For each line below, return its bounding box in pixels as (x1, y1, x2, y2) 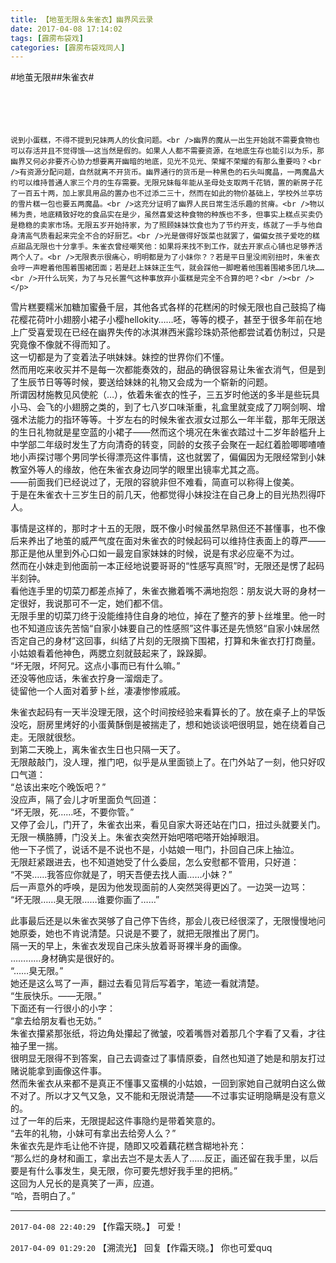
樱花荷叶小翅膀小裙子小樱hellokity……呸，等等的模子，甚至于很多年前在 (18, 314, 314, 326)
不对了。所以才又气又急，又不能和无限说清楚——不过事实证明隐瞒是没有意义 (10, 1090, 326, 1102)
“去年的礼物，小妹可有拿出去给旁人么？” (10, 1127, 177, 1140)
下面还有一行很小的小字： (10, 1002, 116, 1015)
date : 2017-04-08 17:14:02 (10, 24, 123, 34)
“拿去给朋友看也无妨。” (10, 1015, 102, 1027)
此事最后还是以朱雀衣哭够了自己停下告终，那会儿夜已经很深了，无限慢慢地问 (10, 915, 326, 927)
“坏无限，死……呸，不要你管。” (10, 806, 135, 818)
